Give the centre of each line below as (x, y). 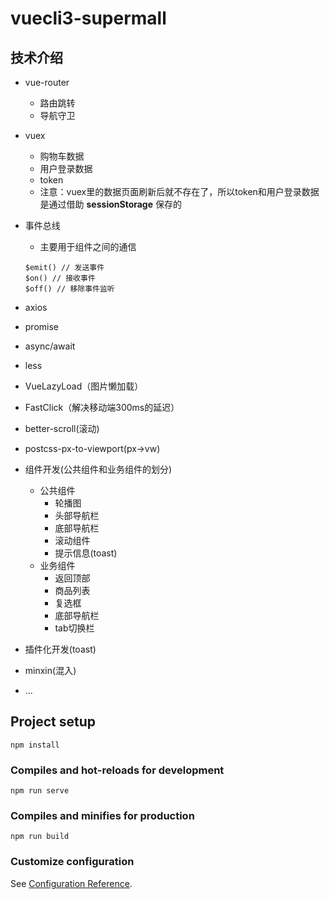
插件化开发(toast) (60, 649)
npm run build (40, 837)
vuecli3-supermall (88, 18)
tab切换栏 (74, 628)
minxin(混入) (50, 670)
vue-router (47, 82)
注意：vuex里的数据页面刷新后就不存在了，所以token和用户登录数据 (179, 191)
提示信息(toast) (86, 553)
